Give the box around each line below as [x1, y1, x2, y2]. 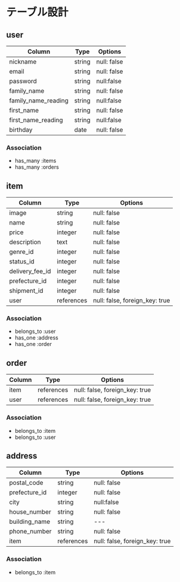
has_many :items [14, 157, 57, 165]
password [9, 77, 37, 85]
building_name [9, 517, 51, 526]
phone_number [9, 528, 52, 536]
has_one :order [14, 341, 52, 348]
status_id [9, 257, 35, 266]
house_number [9, 508, 52, 516]
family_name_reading [9, 96, 69, 105]
